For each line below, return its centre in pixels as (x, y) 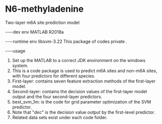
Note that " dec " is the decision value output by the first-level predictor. (83, 112)
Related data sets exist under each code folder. (60, 117)
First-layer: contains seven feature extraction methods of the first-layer (84, 81)
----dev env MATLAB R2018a (35, 32)
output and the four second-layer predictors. (57, 97)
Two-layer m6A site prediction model (42, 22)
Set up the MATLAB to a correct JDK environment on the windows (79, 60)
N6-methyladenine (45, 9)
